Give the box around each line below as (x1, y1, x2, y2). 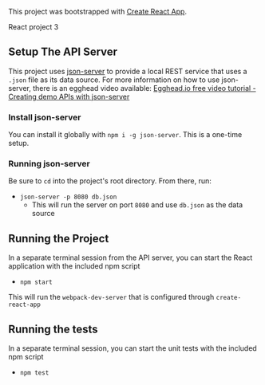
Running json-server (8, 159, 90, 170)
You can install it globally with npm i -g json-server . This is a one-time (8, 130, 243, 139)
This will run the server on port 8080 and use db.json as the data (31, 200, 243, 210)
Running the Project (8, 231, 109, 246)
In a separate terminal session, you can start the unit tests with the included (8, 344, 257, 353)
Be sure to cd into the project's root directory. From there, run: (8, 176, 212, 186)
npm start (19, 278, 53, 286)
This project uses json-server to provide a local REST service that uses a (8, 66, 247, 76)
